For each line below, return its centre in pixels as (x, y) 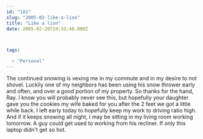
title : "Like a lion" (34, 23)
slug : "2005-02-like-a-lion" (43, 18)
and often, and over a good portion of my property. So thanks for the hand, (100, 91)
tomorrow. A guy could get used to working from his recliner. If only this (96, 123)
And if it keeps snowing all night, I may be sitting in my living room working (100, 117)
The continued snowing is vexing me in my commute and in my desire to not (102, 78)
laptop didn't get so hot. (36, 130)
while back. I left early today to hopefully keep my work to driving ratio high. (101, 110)
